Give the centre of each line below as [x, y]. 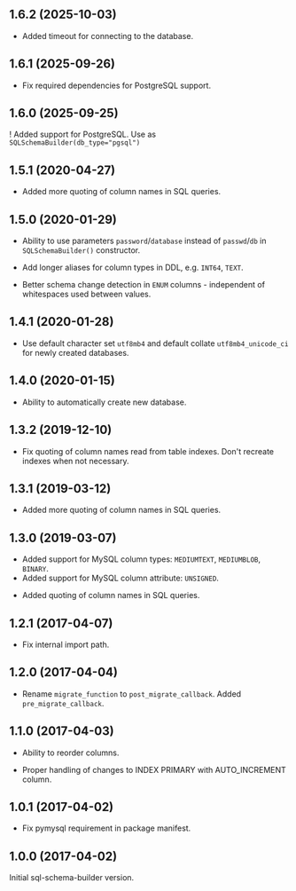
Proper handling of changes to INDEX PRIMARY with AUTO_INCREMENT [154, 769]
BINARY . [35, 569]
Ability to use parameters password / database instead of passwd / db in [144, 241]
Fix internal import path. [66, 644]
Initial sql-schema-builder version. [72, 878]
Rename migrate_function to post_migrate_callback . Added [132, 694]
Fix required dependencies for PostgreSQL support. [116, 85]
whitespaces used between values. [86, 294]
